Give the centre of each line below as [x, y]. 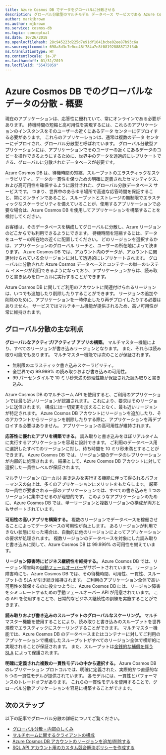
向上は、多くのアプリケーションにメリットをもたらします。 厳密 [92, 484]
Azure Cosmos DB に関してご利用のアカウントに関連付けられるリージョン [81, 287]
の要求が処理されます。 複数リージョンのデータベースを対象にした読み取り [81, 538]
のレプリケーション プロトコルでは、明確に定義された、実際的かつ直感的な [82, 669]
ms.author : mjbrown [25, 24]
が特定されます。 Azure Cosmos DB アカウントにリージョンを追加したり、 [81, 413]
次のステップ [25, 705]
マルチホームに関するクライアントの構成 [54, 735]
